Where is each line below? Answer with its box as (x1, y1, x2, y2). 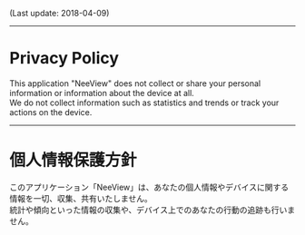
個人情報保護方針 (9, 150, 138, 171)
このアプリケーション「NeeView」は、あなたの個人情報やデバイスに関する (9, 181, 289, 192)
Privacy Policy (9, 48, 120, 69)
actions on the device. (9, 106, 93, 117)
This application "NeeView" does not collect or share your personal (9, 77, 261, 89)
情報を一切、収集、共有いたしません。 (9, 192, 152, 203)
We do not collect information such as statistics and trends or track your (9, 97, 280, 108)
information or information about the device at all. (9, 87, 195, 98)
